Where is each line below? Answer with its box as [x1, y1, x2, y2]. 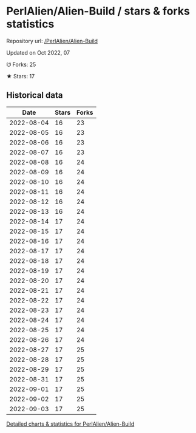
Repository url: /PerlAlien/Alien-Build [6, 37, 98, 44]
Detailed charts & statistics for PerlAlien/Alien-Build [6, 420, 135, 428]
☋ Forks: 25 [6, 61, 36, 68]
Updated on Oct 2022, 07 [6, 49, 70, 56]
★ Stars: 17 [6, 72, 35, 80]
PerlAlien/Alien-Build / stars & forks [6, 4, 190, 18]
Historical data [6, 90, 63, 101]
